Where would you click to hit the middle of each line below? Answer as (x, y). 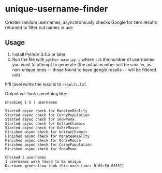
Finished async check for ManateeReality (47, 136)
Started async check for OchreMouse (42, 128)
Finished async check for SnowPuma (41, 149)
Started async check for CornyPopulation (47, 115)
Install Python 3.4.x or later (39, 54)
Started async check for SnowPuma (40, 119)
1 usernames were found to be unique (43, 161)
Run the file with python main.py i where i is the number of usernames (83, 59)
